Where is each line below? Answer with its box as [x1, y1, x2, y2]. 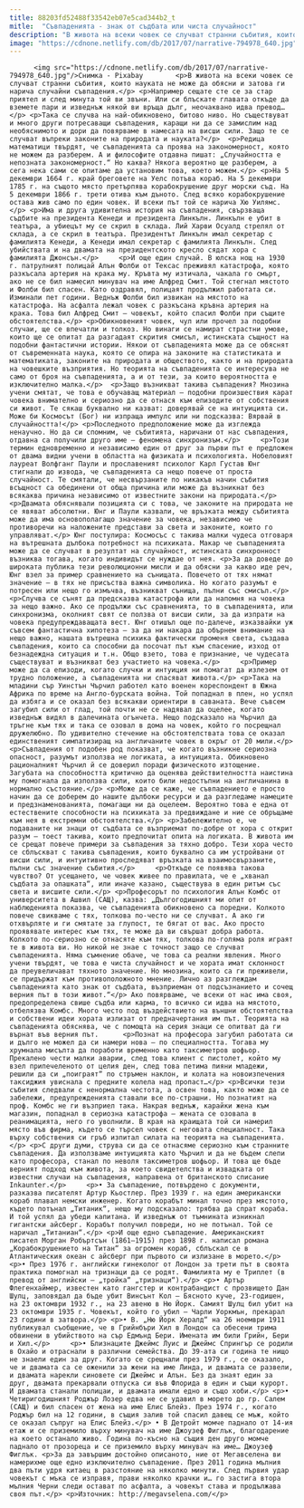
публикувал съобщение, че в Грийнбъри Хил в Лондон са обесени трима [9, 1323, 278, 1332]
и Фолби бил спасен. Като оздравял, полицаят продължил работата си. [9, 285, 278, 294]
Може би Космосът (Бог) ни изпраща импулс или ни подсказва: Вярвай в [9, 412, 281, 421]
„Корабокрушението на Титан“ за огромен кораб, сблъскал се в [9, 1244, 249, 1253]
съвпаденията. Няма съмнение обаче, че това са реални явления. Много [9, 951, 281, 960]
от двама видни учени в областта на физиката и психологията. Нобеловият [9, 452, 294, 461]
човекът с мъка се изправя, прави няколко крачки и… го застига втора [9, 1474, 281, 1484]
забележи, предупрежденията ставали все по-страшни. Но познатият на [9, 1093, 278, 1103]
